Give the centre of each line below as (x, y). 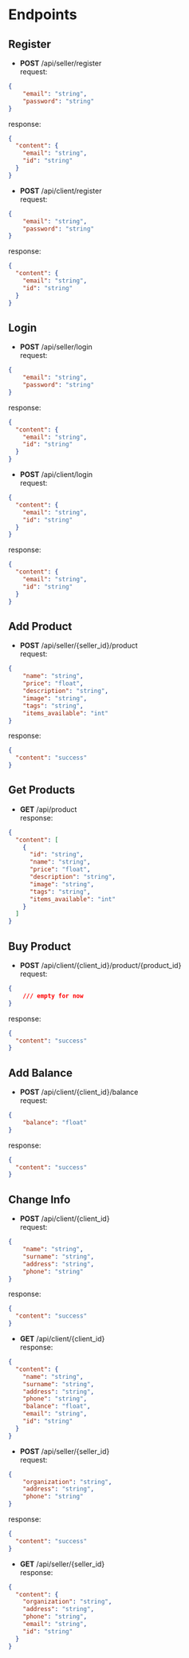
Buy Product (40, 946)
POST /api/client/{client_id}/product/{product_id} (100, 965)
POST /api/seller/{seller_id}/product (79, 646)
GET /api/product (48, 809)
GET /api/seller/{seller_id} (62, 1564)
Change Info (39, 1199)
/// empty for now (53, 996)
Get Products (42, 790)
